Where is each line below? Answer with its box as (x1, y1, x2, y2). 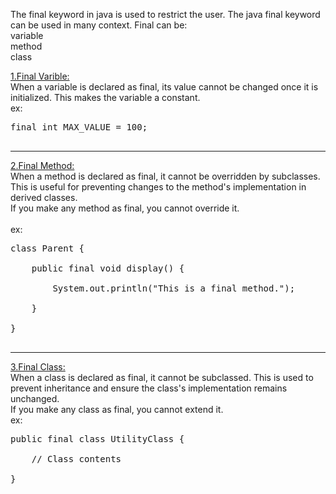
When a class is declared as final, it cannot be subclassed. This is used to (10, 372, 314, 383)
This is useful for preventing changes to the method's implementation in (10, 181, 307, 193)
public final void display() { (31, 263, 185, 274)
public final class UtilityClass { (10, 434, 185, 444)
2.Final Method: (10, 160, 75, 171)
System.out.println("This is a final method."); (52, 283, 296, 294)
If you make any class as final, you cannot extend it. (10, 404, 224, 415)
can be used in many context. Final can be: (10, 19, 188, 31)
